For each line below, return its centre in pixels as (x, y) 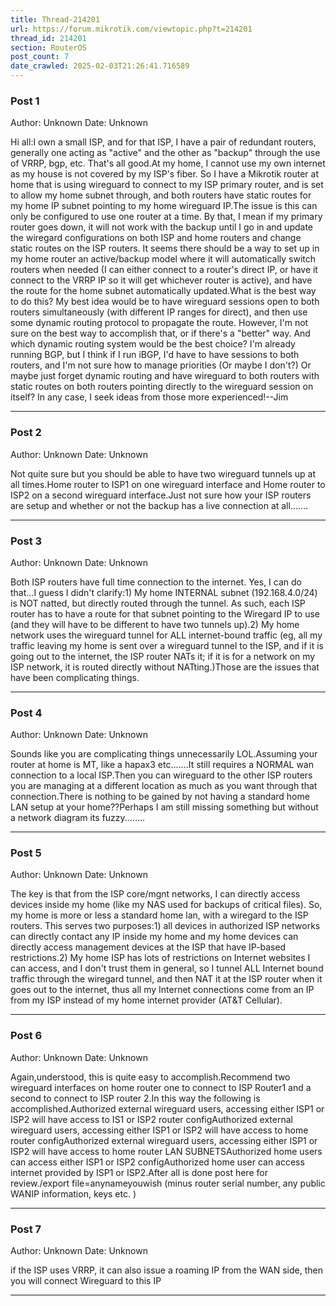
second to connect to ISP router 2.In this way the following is (135, 1098)
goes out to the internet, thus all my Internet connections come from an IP (162, 990)
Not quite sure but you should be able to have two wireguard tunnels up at (163, 473)
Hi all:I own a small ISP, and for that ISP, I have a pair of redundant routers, (163, 142)
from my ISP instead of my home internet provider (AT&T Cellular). (146, 1000)
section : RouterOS (48, 47)
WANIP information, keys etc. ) (73, 1193)
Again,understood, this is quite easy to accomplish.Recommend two (150, 1077)
